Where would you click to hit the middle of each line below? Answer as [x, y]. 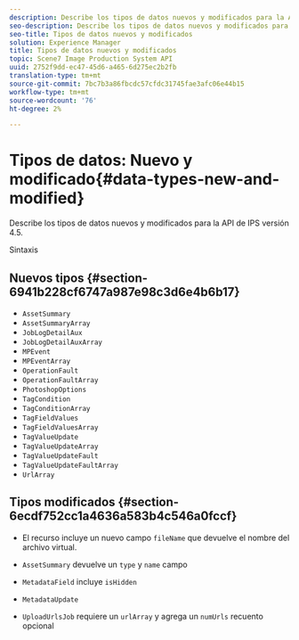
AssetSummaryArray [56, 324]
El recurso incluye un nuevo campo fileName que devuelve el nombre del [156, 537]
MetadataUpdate [50, 599]
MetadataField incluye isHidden [80, 581]
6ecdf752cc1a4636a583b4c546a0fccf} [123, 517]
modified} [47, 198]
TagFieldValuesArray [60, 428]
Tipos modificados [62, 502]
